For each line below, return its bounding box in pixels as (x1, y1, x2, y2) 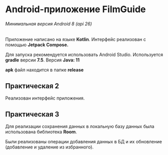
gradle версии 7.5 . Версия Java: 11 (5, 57, 80, 63)
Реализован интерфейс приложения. (5, 95, 85, 101)
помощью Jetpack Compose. (5, 42, 69, 48)
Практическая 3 (5, 110, 60, 118)
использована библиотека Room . (5, 129, 77, 135)
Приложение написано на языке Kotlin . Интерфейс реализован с (5, 37, 146, 43)
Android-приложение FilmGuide (5, 4, 146, 15)
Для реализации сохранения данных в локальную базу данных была (5, 123, 154, 130)
